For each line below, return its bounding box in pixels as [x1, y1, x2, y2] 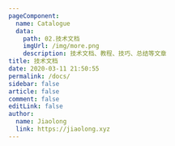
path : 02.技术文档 [23, 34, 80, 43]
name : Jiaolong [15, 118, 67, 126]
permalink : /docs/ [8, 72, 70, 80]
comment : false [8, 95, 60, 103]
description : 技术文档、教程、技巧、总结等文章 [23, 49, 167, 58]
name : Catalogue [15, 19, 70, 28]
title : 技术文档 [8, 58, 58, 66]
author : [8, 110, 35, 118]
